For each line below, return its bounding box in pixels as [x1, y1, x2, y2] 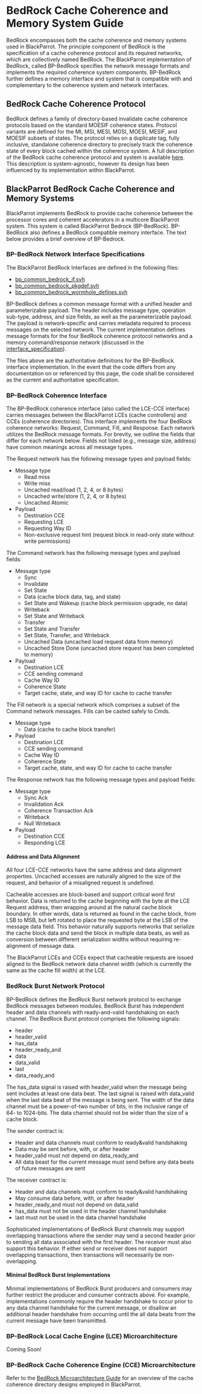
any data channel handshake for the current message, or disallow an [6, 1304, 177, 1311]
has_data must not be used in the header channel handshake [14, 1207, 167, 1214]
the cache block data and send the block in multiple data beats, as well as [6, 929, 190, 937]
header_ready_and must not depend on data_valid [14, 1201, 139, 1208]
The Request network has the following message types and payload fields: [6, 455, 192, 462]
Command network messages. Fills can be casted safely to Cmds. [6, 708, 171, 715]
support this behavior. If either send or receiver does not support [6, 1245, 168, 1252]
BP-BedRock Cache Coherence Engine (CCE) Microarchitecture [6, 1361, 196, 1369]
